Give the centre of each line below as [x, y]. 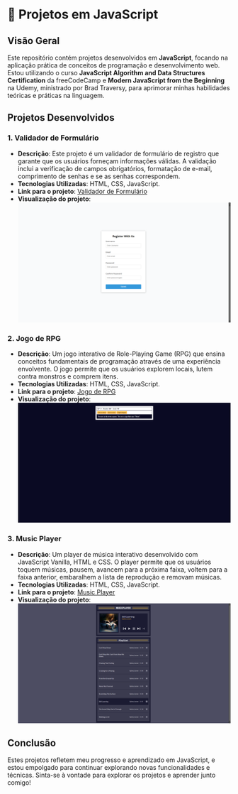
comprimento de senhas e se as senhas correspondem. [99, 176]
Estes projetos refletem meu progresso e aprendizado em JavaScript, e [111, 760]
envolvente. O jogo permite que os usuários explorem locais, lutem [115, 369]
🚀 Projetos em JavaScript [83, 15]
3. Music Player [34, 539]
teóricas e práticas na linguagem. [56, 96]
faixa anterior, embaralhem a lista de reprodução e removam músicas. [119, 577]
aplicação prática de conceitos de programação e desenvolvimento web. [114, 65]
